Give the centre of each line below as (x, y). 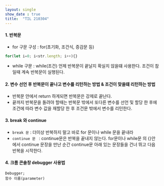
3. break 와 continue (26, 120)
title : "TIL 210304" (27, 19)
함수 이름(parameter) (25, 179)
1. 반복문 (13, 35)
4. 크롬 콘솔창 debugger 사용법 (35, 163)
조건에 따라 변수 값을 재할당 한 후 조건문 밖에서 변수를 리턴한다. (72, 108)
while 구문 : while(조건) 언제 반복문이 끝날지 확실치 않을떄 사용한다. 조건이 (83, 66)
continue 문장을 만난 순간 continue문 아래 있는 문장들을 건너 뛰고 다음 (88, 144)
